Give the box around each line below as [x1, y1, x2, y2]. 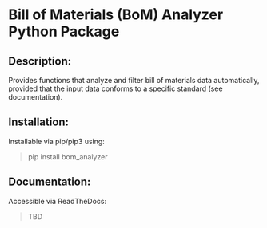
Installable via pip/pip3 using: [8, 136, 106, 146]
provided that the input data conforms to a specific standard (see [8, 84, 223, 93]
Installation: [8, 116, 70, 129]
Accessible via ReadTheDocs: [8, 196, 107, 206]
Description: [8, 54, 72, 68]
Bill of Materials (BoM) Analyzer [8, 6, 224, 24]
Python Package [8, 22, 120, 41]
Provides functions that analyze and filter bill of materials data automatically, [8, 76, 260, 85]
